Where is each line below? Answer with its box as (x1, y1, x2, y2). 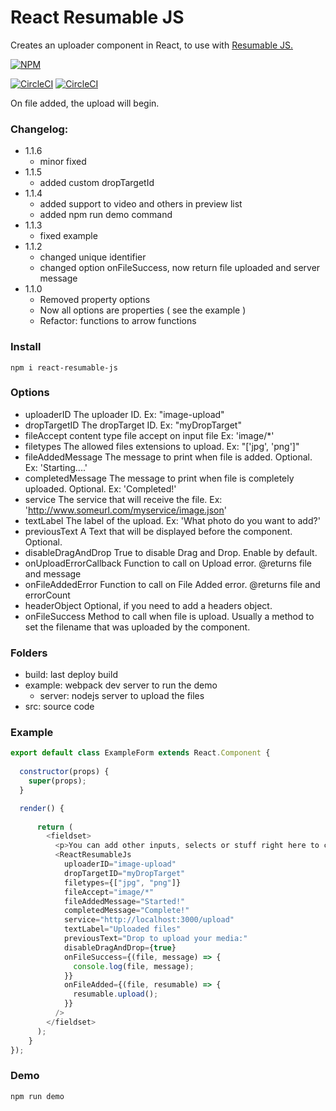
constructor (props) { (19, 767, 110, 777)
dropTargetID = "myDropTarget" (63, 868, 186, 878)
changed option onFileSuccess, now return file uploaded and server (39, 262, 321, 274)
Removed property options (39, 294, 151, 306)
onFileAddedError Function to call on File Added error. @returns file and (24, 578, 321, 590)
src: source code (24, 701, 95, 713)
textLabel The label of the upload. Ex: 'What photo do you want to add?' (24, 514, 321, 526)
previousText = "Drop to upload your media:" (63, 934, 248, 944)
